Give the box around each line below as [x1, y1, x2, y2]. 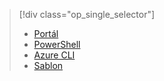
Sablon [33, 60, 64, 71]
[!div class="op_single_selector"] [18, 9, 156, 20]
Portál [33, 28, 59, 39]
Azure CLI [33, 49, 76, 61]
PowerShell [33, 39, 81, 50]
